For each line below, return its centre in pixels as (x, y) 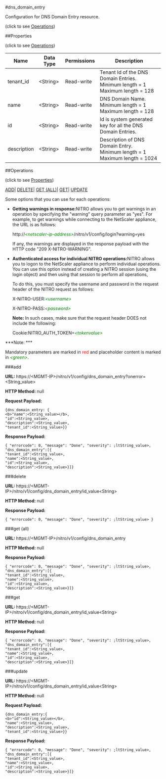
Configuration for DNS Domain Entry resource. (52, 17)
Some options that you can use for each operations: (58, 199)
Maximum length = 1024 (128, 158)
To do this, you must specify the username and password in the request (85, 284)
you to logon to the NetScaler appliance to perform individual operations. (86, 264)
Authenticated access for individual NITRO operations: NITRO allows (83, 259)
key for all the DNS (121, 125)
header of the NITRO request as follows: (53, 289)
